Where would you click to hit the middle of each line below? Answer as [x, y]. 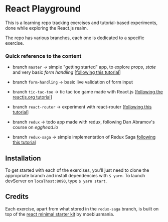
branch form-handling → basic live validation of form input [72, 82]
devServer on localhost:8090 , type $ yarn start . [56, 181]
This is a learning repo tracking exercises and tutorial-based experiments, [81, 23]
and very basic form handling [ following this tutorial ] [67, 72]
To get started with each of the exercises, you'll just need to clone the [77, 170]
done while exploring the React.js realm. [47, 28]
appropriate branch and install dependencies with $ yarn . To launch [75, 176]
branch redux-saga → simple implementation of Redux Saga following [84, 137]
